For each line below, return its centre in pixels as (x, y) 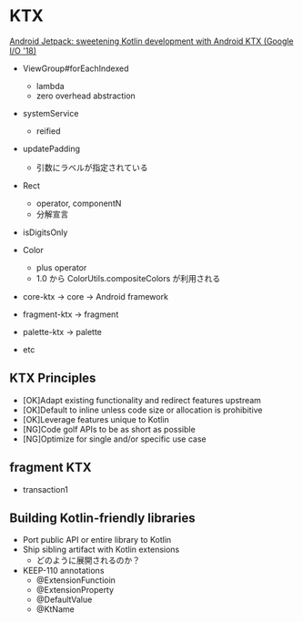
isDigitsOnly (45, 232)
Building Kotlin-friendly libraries (102, 518)
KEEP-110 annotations (63, 571)
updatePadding (51, 148)
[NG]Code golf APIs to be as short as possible (109, 429)
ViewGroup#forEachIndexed (76, 68)
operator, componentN (79, 203)
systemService (50, 113)
